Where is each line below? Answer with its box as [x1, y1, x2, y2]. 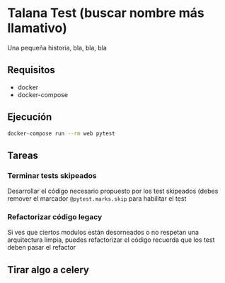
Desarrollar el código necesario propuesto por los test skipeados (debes [7, 187, 219, 196]
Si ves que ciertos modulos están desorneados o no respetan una [7, 228, 200, 237]
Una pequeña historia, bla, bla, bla [7, 43, 108, 52]
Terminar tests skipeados [7, 170, 97, 180]
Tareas [7, 149, 39, 161]
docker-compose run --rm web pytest [7, 130, 115, 137]
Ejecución [7, 111, 52, 123]
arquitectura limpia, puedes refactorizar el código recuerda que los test [7, 235, 215, 244]
